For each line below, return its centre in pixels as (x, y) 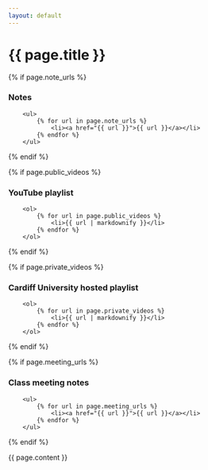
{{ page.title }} (57, 54)
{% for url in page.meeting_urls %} (97, 406)
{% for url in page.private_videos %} (101, 311)
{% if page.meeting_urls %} (54, 362)
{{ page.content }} (38, 457)
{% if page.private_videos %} (56, 267)
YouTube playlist (41, 192)
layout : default (35, 16)
